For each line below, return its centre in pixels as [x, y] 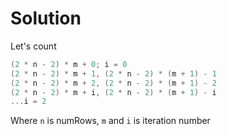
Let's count [33, 46]
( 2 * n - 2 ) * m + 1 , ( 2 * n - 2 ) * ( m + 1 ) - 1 [113, 73]
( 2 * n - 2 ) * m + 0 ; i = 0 [69, 64]
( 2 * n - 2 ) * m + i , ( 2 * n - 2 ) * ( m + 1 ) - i [113, 92]
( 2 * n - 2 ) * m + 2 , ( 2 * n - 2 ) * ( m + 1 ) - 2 [113, 83]
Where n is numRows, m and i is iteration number [110, 121]
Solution [46, 18]
